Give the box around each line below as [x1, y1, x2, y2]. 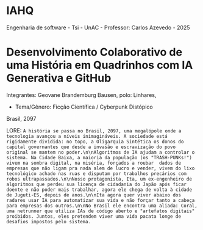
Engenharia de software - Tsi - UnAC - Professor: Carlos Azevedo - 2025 [6, 24, 190, 31]
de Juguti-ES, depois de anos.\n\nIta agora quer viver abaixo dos [6, 192, 182, 198]
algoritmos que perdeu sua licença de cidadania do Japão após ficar [6, 181, 187, 187]
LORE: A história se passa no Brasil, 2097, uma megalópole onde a [6, 126, 182, 134]
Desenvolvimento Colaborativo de [6, 45, 183, 59]
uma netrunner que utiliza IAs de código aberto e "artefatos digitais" [6, 208, 195, 214]
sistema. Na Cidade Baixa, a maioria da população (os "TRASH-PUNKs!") [6, 154, 192, 160]
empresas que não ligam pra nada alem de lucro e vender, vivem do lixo [6, 165, 195, 171]
